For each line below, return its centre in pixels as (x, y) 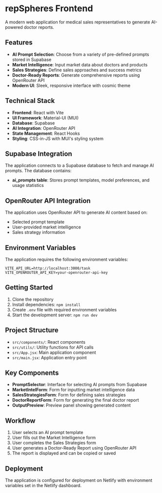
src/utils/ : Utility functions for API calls (53, 347)
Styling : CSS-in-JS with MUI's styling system (58, 138)
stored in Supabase (32, 60)
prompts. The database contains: (38, 171)
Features (19, 43)
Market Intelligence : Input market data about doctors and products (80, 64)
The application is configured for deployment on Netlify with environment (79, 480)
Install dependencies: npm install (46, 304)
